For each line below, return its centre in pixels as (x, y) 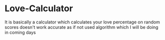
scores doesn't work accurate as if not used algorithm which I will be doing (82, 27)
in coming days (20, 32)
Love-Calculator (39, 9)
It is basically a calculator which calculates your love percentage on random (82, 22)
